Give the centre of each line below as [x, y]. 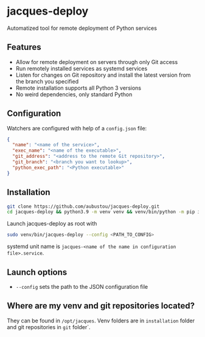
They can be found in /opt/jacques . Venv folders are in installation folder [101, 321]
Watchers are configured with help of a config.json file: [77, 128]
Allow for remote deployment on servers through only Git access [97, 62]
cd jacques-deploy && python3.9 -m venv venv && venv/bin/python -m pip [101, 212]
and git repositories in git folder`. [49, 327]
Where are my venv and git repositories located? [101, 306]
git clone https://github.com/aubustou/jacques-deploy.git [83, 206]
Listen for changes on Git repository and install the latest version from [103, 75]
